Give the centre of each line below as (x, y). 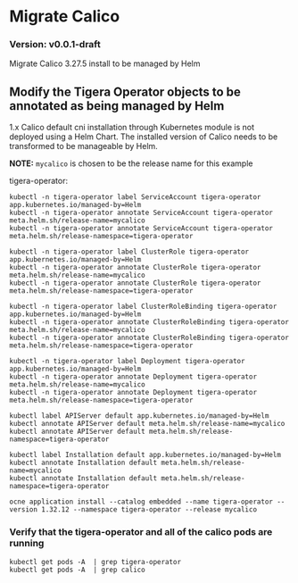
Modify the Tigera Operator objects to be (125, 92)
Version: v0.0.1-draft (55, 45)
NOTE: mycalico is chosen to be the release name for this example (131, 163)
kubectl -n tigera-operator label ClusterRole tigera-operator (129, 252)
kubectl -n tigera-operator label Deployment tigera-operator (127, 362)
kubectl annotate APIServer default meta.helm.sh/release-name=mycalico (147, 424)
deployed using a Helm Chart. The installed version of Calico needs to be (144, 137)
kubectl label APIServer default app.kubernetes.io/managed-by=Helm (139, 416)
